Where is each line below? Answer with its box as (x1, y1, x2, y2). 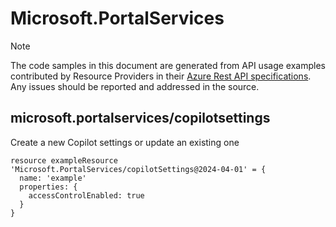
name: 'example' (19, 173, 87, 183)
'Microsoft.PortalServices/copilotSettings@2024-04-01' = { (10, 164, 267, 174)
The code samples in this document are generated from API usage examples (10, 59, 326, 71)
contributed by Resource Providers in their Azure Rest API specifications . (10, 70, 312, 82)
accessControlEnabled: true (28, 190, 145, 201)
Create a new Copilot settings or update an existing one (10, 136, 240, 148)
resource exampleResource (10, 155, 118, 166)
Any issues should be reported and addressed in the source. (10, 80, 260, 92)
